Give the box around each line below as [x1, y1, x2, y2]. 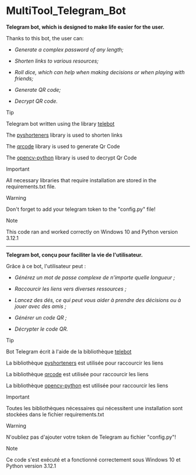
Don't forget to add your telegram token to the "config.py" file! [6, 206, 156, 213]
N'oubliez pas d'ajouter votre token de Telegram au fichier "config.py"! [6, 434, 176, 441]
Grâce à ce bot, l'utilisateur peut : [6, 262, 86, 269]
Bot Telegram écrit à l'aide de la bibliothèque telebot [6, 348, 132, 355]
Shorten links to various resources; [14, 57, 99, 64]
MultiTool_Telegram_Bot [6, 4, 127, 18]
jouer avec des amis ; [14, 303, 66, 310]
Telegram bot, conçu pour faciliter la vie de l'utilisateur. [6, 251, 143, 258]
